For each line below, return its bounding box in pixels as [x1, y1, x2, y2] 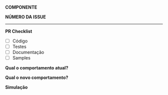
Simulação [5, 84, 28, 90]
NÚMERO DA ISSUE [5, 14, 46, 19]
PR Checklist [5, 28, 32, 34]
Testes [12, 43, 26, 49]
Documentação [12, 49, 44, 55]
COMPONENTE [5, 4, 37, 10]
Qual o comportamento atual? [5, 65, 68, 71]
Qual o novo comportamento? [5, 74, 68, 80]
